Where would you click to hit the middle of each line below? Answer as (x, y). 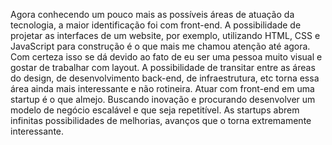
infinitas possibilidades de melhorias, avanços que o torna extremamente (161, 120)
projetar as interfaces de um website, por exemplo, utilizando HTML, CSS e (165, 35)
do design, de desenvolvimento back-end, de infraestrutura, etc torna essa (165, 78)
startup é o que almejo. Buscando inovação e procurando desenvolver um (163, 99)
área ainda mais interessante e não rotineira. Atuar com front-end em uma (162, 88)
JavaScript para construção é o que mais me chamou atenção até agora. (160, 46)
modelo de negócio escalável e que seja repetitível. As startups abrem (155, 110)
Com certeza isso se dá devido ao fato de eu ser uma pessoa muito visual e (166, 57)
